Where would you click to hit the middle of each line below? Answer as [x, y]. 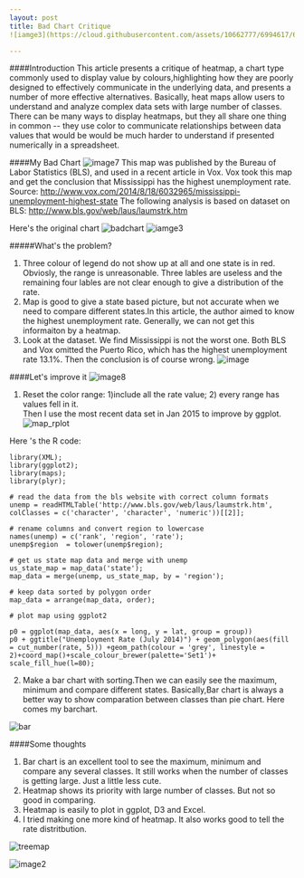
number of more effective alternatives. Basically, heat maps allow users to [147, 97]
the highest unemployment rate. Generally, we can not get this [138, 321]
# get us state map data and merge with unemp [99, 561]
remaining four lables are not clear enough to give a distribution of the [153, 282]
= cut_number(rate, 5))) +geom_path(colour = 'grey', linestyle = [137, 648]
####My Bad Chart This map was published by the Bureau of [143, 163]
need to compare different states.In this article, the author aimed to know [158, 311]
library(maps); [38, 473]
